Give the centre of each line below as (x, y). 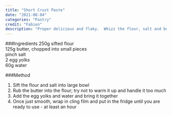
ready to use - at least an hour (45, 107)
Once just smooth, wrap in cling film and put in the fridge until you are (86, 101)
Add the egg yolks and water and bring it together (65, 96)
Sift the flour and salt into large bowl (51, 85)
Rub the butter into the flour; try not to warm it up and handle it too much (89, 90)
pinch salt (16, 55)
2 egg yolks (18, 60)
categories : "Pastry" (28, 19)
